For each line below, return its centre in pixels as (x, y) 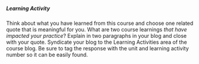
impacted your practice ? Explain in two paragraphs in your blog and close (97, 36)
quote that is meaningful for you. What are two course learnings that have (97, 29)
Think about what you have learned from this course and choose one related (100, 23)
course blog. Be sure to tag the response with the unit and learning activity (97, 48)
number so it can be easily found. (47, 55)
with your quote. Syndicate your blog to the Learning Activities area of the (97, 42)
